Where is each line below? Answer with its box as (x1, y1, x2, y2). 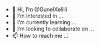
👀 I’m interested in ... (12, 12, 64, 19)
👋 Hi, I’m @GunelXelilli (12, 6, 68, 13)
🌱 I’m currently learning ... (12, 19, 77, 26)
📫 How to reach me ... (12, 32, 68, 39)
